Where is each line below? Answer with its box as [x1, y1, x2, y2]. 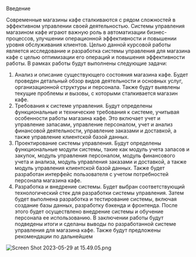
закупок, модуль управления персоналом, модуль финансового [14, 152, 176, 159]
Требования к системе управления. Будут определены [14, 102, 153, 109]
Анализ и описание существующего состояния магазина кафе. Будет [14, 71, 188, 78]
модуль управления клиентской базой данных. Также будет [14, 165, 165, 172]
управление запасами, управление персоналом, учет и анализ [14, 121, 173, 128]
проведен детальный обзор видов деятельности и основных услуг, [14, 77, 183, 84]
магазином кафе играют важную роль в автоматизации [6, 29, 146, 36]
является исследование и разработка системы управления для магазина [6, 47, 191, 54]
